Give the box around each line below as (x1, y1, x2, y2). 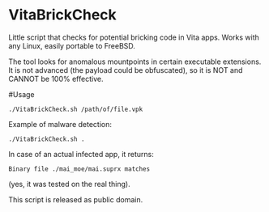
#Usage (8, 89, 35, 99)
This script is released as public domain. (8, 194, 143, 204)
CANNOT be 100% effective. (8, 74, 104, 83)
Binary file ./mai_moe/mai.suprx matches (8, 164, 151, 173)
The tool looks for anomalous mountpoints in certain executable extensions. (8, 57, 262, 66)
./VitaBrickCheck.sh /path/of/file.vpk (8, 105, 143, 113)
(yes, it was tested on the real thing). (8, 179, 131, 189)
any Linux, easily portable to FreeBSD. (8, 40, 136, 50)
